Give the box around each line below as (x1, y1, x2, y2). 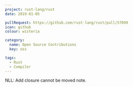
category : (5, 38, 25, 43)
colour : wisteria (5, 29, 40, 34)
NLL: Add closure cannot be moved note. (5, 77, 87, 83)
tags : (5, 55, 16, 60)
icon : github (5, 25, 31, 29)
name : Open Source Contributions (9, 42, 77, 47)
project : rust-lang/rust (5, 7, 55, 12)
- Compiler (9, 64, 31, 69)
